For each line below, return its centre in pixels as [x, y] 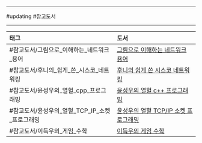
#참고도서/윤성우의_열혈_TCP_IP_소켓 [60, 111]
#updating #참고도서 [31, 16]
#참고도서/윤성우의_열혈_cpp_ [50, 90]
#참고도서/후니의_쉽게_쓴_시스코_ [54, 70]
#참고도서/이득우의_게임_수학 [48, 131]
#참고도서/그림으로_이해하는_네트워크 [60, 50]
